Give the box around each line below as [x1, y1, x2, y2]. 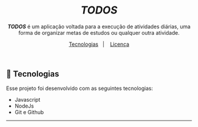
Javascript [14, 96, 41, 103]
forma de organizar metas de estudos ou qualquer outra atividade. [18, 29, 180, 36]
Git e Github [14, 108, 44, 115]
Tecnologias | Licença [68, 41, 130, 48]
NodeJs [14, 102, 34, 109]
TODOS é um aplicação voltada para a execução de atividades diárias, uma [7, 23, 191, 30]
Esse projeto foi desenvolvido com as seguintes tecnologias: [6, 85, 153, 92]
